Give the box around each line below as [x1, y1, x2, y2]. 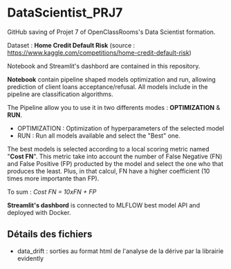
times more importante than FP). [7, 174, 100, 183]
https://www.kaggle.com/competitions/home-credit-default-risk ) [7, 48, 192, 57]
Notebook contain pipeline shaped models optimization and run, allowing [7, 75, 216, 84]
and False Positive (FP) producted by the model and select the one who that [7, 159, 223, 167]
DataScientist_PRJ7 [7, 5, 123, 21]
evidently [17, 254, 44, 262]
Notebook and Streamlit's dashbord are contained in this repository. [7, 62, 201, 70]
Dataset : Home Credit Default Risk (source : [7, 41, 136, 49]
